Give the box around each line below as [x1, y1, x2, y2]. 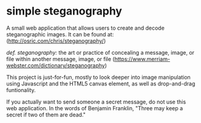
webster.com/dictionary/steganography [6, 62, 105, 69]
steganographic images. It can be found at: [6, 30, 114, 38]
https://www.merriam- [114, 55, 171, 62]
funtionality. [6, 86, 36, 93]
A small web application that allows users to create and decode [6, 24, 165, 32]
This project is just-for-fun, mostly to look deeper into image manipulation [6, 73, 191, 81]
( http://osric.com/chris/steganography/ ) [6, 37, 106, 44]
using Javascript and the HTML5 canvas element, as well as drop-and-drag [6, 80, 196, 87]
